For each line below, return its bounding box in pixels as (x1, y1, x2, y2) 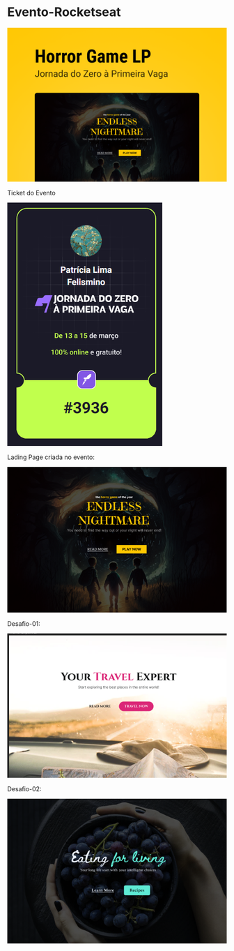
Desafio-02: (7, 785, 42, 793)
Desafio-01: (7, 620, 40, 628)
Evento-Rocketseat (7, 4, 121, 20)
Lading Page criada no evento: (7, 453, 95, 461)
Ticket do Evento (7, 189, 56, 197)
